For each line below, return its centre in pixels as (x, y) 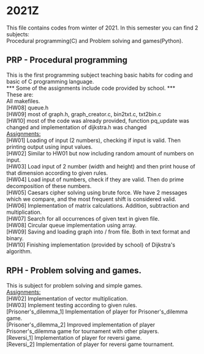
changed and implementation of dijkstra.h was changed (77, 127)
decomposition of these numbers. (49, 186)
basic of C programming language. (50, 81)
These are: (20, 94)
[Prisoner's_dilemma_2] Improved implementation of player (81, 324)
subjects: (18, 34)
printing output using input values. (50, 147)
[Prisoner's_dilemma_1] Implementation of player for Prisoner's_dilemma (97, 312)
